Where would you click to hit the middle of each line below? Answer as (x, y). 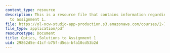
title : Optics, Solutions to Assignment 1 (51, 38)
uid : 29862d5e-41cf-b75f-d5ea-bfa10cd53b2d (52, 43)
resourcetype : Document (30, 33)
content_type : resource (30, 10)
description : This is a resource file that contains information (75, 15)
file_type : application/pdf (35, 29)
